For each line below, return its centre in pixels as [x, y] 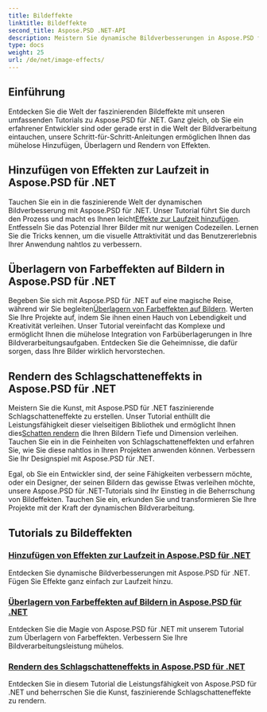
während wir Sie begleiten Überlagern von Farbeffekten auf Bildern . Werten [131, 309]
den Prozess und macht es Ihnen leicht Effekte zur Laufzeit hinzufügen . [124, 219]
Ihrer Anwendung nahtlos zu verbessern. [75, 244]
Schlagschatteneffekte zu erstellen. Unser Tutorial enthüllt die [109, 416]
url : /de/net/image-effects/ [56, 60]
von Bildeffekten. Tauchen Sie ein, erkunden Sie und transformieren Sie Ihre [132, 500]
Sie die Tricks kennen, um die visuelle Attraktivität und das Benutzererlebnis [133, 235]
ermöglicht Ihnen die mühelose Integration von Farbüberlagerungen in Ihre [130, 334]
